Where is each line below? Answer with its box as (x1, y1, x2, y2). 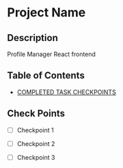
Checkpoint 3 (16, 153, 55, 161)
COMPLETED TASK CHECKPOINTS (16, 87, 116, 96)
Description (7, 32, 58, 44)
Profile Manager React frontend (7, 50, 96, 58)
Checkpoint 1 (16, 126, 54, 134)
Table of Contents (7, 70, 85, 81)
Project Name (7, 5, 86, 20)
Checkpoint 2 (16, 139, 55, 148)
